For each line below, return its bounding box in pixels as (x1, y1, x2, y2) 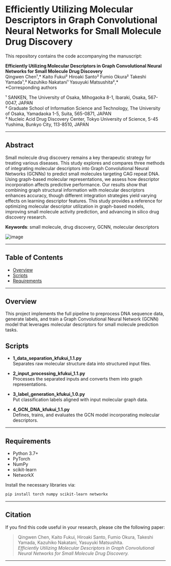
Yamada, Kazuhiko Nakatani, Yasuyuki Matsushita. (17, 539, 124, 546)
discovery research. (5, 214, 47, 220)
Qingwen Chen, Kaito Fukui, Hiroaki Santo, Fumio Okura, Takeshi (17, 534, 154, 540)
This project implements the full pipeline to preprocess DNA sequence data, (5, 311, 164, 317)
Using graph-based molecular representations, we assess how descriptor (5, 176, 160, 182)
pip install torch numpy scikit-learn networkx (5, 492, 108, 497)
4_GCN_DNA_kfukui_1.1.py (12, 407, 70, 413)
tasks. (5, 327, 18, 333)
